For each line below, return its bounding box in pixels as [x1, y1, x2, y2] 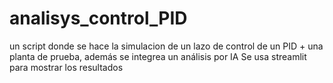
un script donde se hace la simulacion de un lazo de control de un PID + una [9, 40, 324, 52]
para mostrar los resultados [9, 61, 124, 73]
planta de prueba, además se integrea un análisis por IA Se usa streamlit [9, 50, 307, 62]
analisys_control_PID [9, 7, 188, 30]
